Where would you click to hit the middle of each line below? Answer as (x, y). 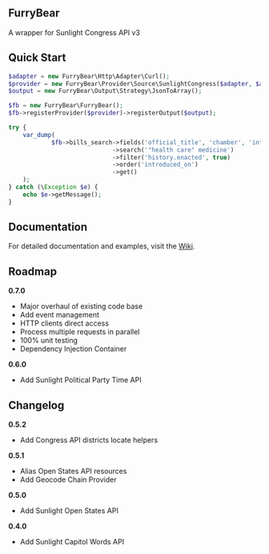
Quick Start (37, 58)
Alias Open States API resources (73, 471)
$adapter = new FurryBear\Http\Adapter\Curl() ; (89, 76)
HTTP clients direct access (64, 323)
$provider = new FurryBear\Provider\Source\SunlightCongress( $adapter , (130, 83)
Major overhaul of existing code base (81, 306)
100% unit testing (49, 341)
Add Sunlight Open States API (69, 511)
